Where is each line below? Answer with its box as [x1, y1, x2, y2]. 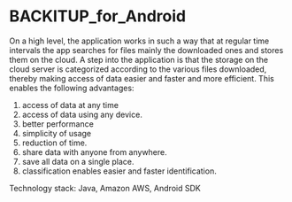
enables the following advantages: [9, 82, 134, 93]
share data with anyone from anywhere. [21, 146, 168, 157]
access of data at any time [21, 99, 119, 110]
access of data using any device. [21, 109, 143, 120]
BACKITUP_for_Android [9, 6, 187, 27]
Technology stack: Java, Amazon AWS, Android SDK [9, 183, 201, 193]
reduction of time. [21, 137, 88, 148]
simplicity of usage [21, 128, 92, 138]
